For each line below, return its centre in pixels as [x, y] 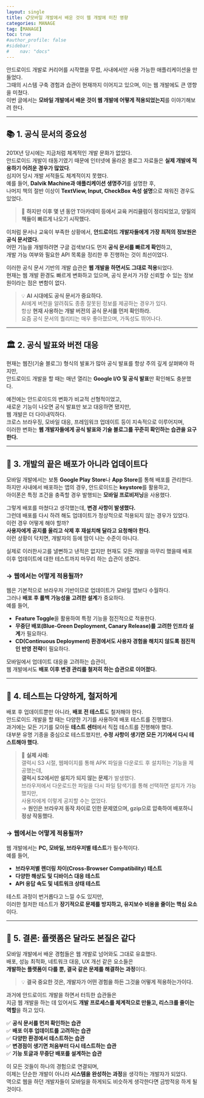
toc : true [19, 35]
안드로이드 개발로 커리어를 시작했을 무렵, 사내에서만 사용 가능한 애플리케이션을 [99, 69]
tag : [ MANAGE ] [24, 29]
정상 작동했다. [38, 816]
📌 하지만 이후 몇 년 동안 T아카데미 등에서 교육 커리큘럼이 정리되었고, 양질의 [108, 211]
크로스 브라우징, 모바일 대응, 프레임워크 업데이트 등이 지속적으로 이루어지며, [95, 422]
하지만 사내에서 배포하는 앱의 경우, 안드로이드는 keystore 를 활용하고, [88, 488]
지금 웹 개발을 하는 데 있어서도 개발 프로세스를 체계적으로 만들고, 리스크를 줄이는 [100, 1003]
